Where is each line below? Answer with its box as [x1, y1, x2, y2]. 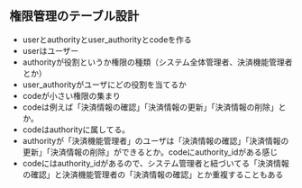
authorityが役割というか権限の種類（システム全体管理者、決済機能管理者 [22, 57, 293, 67]
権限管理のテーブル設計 [9, 8, 140, 24]
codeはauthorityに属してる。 [22, 124, 131, 135]
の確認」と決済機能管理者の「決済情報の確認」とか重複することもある [22, 169, 284, 180]
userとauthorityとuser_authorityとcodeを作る [22, 34, 192, 45]
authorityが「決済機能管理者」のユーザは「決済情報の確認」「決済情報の [22, 135, 289, 146]
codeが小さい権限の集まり [22, 90, 121, 101]
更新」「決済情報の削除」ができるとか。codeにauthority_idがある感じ [22, 147, 278, 157]
